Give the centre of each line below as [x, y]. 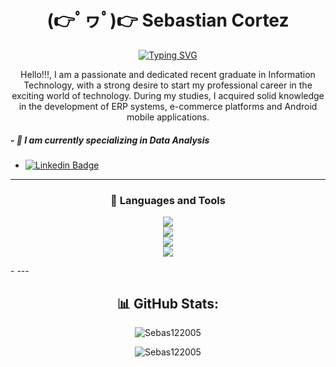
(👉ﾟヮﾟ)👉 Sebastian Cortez [168, 20]
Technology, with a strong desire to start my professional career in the [168, 85]
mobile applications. [168, 117]
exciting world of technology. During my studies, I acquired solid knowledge [168, 95]
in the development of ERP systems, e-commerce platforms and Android [168, 106]
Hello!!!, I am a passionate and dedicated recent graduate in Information [168, 74]
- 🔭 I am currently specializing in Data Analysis [110, 140]
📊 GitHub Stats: [168, 303]
